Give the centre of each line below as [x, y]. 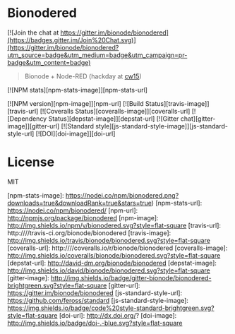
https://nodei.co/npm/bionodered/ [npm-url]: [73, 210]
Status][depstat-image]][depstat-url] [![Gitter [114, 119]
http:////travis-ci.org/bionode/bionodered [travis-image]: [89, 233]
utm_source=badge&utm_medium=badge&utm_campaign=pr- [97, 55]
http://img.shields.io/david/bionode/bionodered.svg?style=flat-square [109, 270]
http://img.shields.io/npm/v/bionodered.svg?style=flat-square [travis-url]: [114, 225]
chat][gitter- [198, 119]
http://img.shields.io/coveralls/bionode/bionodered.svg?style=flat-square [114, 255]
